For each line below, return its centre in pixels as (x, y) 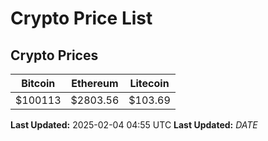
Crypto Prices (54, 55)
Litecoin (149, 83)
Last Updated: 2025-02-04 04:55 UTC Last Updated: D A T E (134, 125)
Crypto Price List (81, 18)
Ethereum (95, 83)
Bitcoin (38, 83)
